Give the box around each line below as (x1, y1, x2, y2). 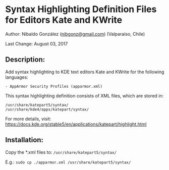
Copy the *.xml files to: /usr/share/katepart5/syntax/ (5, 149, 117, 155)
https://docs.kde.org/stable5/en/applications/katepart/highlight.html (5, 121, 147, 127)
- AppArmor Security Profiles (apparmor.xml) (5, 84, 102, 89)
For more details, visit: (5, 116, 51, 122)
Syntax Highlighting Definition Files (5, 4, 157, 15)
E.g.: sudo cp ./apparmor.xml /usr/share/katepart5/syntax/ (5, 159, 131, 165)
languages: (5, 74, 29, 80)
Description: (5, 55, 45, 64)
